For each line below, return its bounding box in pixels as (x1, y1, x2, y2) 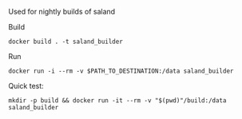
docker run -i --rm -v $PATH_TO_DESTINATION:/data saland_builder (8, 67, 234, 75)
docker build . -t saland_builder (8, 38, 124, 46)
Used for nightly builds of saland (8, 7, 116, 16)
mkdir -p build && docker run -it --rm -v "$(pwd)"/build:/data (8, 97, 227, 105)
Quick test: (8, 81, 44, 90)
